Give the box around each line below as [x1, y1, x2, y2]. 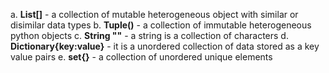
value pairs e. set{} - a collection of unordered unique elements [10, 51, 273, 63]
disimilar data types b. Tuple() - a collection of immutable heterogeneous [10, 19, 312, 31]
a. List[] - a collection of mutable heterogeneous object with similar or [10, 9, 299, 20]
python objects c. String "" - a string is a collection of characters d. [10, 30, 289, 41]
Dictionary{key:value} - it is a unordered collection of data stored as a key [10, 40, 320, 52]
